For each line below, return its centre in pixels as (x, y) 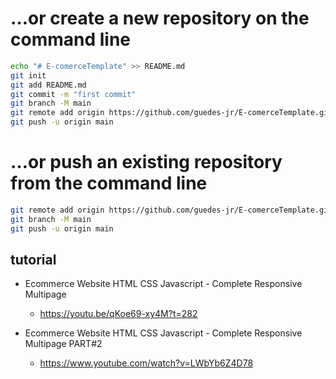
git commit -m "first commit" (73, 94)
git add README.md (48, 85)
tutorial (33, 260)
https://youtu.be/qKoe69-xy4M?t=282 (118, 314)
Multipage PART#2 (63, 344)
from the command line (109, 183)
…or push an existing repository (146, 162)
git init (28, 75)
